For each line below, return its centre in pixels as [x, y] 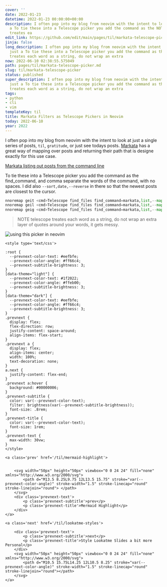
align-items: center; [32, 353]
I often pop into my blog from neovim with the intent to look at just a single [81, 140]
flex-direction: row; [32, 327]
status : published [24, 75]
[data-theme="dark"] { [29, 296]
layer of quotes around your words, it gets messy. [68, 225]
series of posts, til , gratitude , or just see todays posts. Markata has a [78, 145]
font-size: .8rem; [29, 410]
